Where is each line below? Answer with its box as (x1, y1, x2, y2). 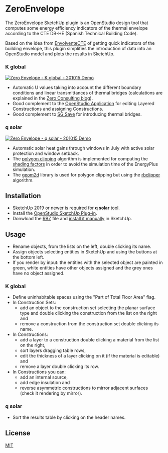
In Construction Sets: (12, 300, 56, 306)
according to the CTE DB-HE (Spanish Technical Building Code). (5, 30, 138, 36)
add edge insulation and (20, 380, 70, 386)
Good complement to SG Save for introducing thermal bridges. (12, 111, 142, 117)
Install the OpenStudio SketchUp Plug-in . (12, 210, 97, 216)
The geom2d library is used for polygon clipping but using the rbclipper (12, 171, 160, 177)
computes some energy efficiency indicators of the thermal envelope (5, 25, 148, 31)
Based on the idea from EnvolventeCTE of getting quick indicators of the (5, 40, 155, 46)
